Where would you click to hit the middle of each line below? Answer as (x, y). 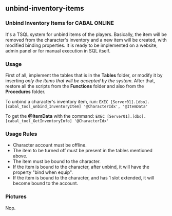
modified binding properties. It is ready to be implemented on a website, (82, 45)
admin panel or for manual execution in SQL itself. (58, 50)
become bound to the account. (45, 183)
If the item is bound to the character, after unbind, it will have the (81, 167)
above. (20, 156)
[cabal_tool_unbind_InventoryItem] (43, 106)
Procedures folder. (25, 92)
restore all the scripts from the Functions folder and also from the (75, 86)
